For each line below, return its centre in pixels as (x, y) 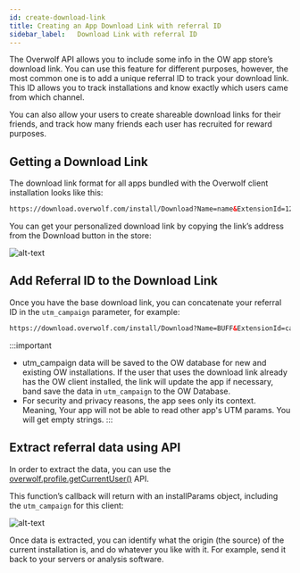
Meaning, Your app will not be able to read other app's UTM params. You (156, 410)
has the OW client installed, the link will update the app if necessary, (148, 381)
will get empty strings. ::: (67, 419)
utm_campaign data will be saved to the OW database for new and (144, 362)
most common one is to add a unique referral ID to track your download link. (149, 79)
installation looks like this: (56, 193)
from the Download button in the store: (80, 236)
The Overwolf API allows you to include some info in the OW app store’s (142, 60)
